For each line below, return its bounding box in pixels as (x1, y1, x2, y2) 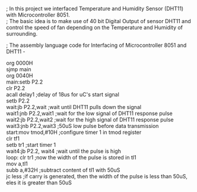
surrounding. (6, 30, 37, 37)
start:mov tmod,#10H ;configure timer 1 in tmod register (6, 129, 142, 136)
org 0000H (6, 59, 33, 66)
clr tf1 (6, 135, 20, 142)
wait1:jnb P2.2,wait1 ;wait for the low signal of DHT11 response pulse (6, 110, 173, 117)
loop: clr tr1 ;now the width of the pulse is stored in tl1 (6, 154, 136, 161)
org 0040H (6, 72, 33, 79)
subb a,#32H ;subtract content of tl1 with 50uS (6, 167, 120, 174)
